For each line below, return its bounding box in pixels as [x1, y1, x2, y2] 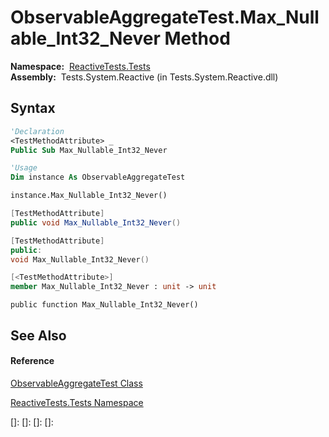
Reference [10, 355, 55, 367]
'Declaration [10, 126, 65, 136]
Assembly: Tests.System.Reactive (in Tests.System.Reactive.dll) [10, 71, 279, 83]
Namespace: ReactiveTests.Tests [10, 60, 151, 72]
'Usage [10, 163, 38, 173]
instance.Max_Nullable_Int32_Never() [10, 191, 168, 201]
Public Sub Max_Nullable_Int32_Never [10, 145, 168, 155]
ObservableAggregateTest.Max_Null [10, 6, 320, 29]
